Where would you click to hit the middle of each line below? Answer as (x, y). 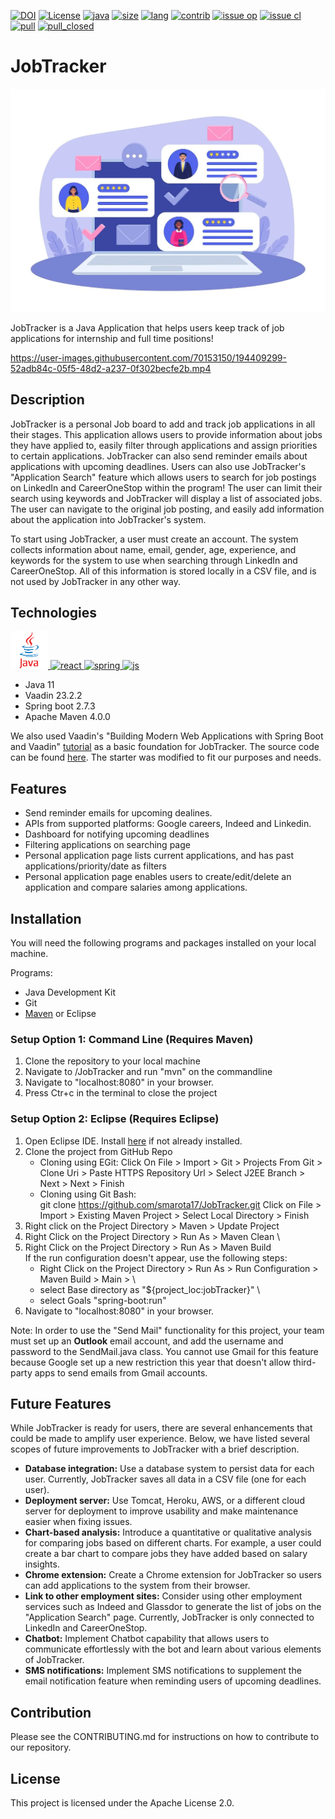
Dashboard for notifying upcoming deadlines (117, 834)
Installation (46, 918)
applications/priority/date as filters (95, 866)
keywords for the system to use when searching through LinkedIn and (154, 560)
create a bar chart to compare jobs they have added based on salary (166, 1554)
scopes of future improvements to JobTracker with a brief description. (155, 1449)
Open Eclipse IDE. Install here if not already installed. (133, 1141)
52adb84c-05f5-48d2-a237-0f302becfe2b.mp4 (111, 368)
